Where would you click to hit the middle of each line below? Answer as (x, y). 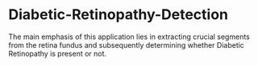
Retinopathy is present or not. (58, 53)
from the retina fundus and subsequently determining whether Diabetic (126, 45)
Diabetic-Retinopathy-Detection (118, 15)
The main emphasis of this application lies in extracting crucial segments (129, 37)
